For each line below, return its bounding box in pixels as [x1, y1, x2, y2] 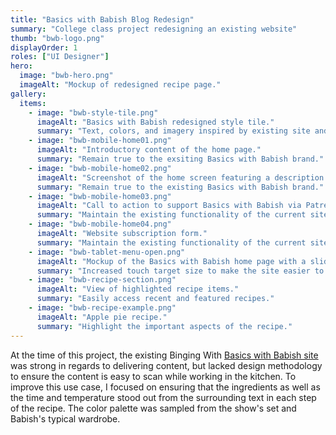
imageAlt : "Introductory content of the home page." [36, 145, 262, 155]
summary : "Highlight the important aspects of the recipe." [36, 321, 293, 331]
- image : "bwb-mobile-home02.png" [28, 163, 172, 173]
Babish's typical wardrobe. [10, 412, 121, 425]
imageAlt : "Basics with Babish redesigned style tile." [36, 117, 275, 127]
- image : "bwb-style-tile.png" [28, 107, 159, 118]
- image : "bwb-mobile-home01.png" [28, 136, 172, 146]
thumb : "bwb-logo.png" [10, 33, 105, 43]
